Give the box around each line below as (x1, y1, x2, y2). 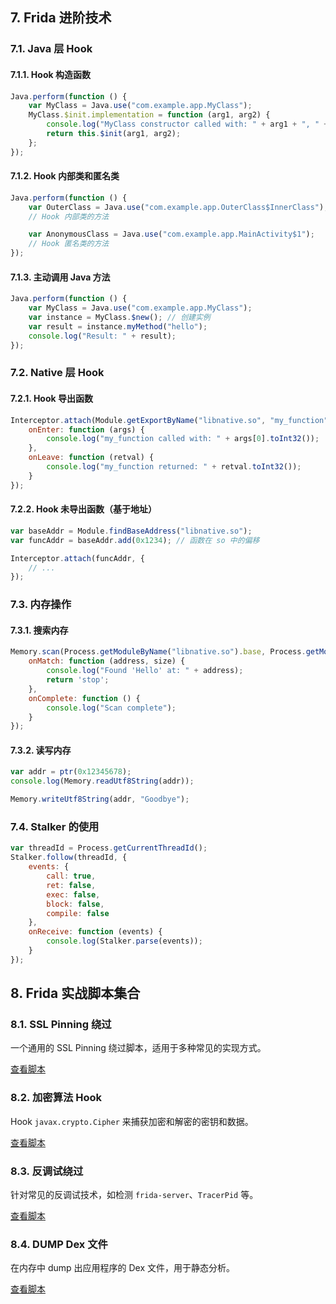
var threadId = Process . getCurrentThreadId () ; (10, 843, 208, 853)
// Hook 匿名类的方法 (28, 239, 110, 249)
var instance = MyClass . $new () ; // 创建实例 (28, 313, 211, 323)
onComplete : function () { (28, 693, 141, 703)
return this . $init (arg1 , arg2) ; (46, 129, 182, 139)
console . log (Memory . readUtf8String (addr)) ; (10, 776, 195, 787)
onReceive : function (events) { (28, 927, 163, 937)
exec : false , (46, 889, 101, 900)
